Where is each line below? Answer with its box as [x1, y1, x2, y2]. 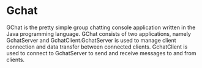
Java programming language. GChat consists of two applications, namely [6, 30, 192, 37]
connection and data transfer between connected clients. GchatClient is [6, 43, 188, 50]
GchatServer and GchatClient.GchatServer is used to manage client [6, 36, 176, 44]
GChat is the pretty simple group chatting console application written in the [6, 24, 196, 31]
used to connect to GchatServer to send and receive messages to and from [6, 49, 196, 56]
